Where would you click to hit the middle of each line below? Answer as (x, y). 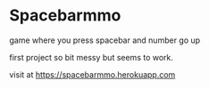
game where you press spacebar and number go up (105, 40)
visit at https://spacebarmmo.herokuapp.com (92, 74)
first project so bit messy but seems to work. (92, 57)
